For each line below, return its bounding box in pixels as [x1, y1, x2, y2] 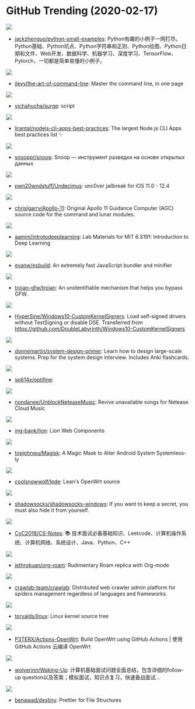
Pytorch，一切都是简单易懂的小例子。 [14, 57, 105, 64]
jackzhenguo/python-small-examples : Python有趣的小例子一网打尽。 [14, 35, 181, 42]
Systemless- [156, 449, 187, 456]
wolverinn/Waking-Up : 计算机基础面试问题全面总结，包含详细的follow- [14, 666, 184, 673]
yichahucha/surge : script [14, 102, 75, 109]
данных [14, 160, 34, 167]
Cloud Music [14, 405, 46, 412]
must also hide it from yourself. [14, 506, 89, 514]
